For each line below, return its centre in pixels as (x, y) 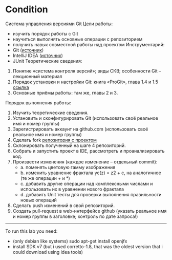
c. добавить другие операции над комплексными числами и (87, 183)
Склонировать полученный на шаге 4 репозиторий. (69, 145)
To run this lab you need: (31, 231)
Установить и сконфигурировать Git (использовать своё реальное (85, 118)
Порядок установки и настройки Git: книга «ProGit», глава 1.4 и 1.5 (85, 82)
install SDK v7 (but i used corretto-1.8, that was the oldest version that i (88, 246)
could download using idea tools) (48, 252)
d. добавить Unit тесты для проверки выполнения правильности (91, 194)
